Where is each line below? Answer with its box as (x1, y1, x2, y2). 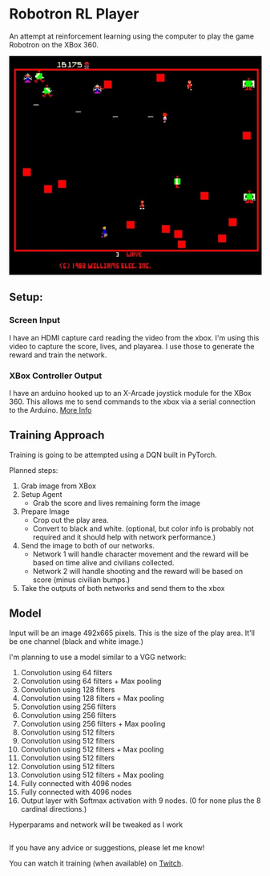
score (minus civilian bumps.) (32, 575, 131, 585)
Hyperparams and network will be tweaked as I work (9, 820, 183, 829)
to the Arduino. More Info (9, 405, 92, 414)
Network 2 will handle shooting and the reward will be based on (32, 566, 244, 576)
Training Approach (9, 429, 105, 442)
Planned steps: (9, 465, 58, 475)
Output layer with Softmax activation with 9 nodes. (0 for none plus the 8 (20, 796, 261, 805)
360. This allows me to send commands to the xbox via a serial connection (9, 397, 256, 406)
